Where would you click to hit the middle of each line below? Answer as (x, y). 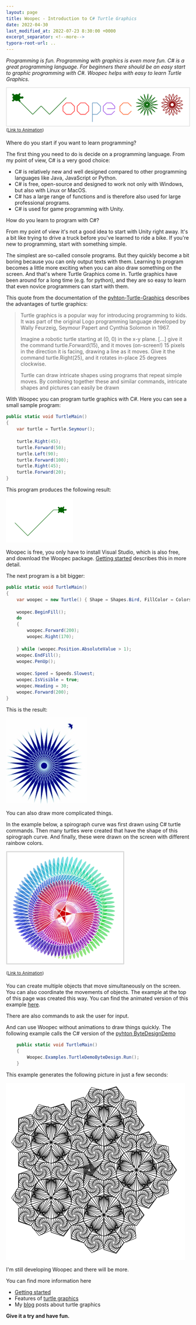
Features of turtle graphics (46, 1298)
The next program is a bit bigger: (45, 576)
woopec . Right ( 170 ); (51, 637)
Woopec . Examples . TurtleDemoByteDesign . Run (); (83, 1057)
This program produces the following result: (59, 490)
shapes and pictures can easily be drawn (70, 388)
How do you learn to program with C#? (52, 220)
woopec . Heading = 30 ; (43, 686)
